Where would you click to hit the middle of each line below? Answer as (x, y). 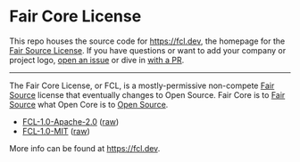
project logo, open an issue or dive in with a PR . (97, 60)
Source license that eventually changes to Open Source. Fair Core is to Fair (147, 94)
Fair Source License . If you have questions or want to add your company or (148, 50)
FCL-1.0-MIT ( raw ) (56, 131)
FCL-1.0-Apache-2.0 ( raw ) (71, 121)
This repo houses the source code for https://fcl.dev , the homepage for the (147, 41)
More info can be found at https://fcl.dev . (85, 148)
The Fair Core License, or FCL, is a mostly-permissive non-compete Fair (142, 85)
